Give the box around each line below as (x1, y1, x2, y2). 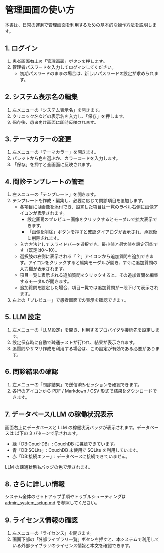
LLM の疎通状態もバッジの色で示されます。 (5, 464, 93, 470)
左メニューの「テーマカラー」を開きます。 (12, 149, 99, 155)
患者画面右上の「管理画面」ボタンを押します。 (12, 58, 108, 64)
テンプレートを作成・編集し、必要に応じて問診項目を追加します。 (12, 198, 146, 204)
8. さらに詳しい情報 (5, 480, 65, 489)
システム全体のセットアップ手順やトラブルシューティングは (5, 494, 126, 500)
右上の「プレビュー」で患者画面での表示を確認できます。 (12, 297, 129, 303)
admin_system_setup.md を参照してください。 (5, 500, 100, 506)
